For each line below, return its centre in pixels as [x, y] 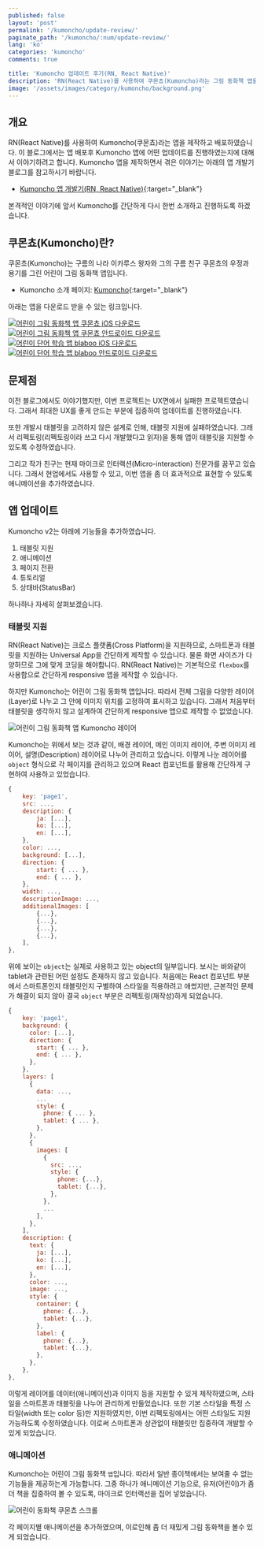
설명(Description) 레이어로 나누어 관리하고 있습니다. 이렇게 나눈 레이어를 [136, 754]
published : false [37, 15]
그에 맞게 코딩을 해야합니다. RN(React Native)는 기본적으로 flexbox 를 [142, 665]
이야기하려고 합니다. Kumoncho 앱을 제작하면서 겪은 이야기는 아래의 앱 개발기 [135, 162]
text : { [42, 1246]
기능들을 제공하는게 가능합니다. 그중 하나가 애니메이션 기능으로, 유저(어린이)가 [127, 1484]
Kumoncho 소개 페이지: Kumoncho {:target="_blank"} [104, 290]
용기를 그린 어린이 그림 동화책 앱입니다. [68, 274]
